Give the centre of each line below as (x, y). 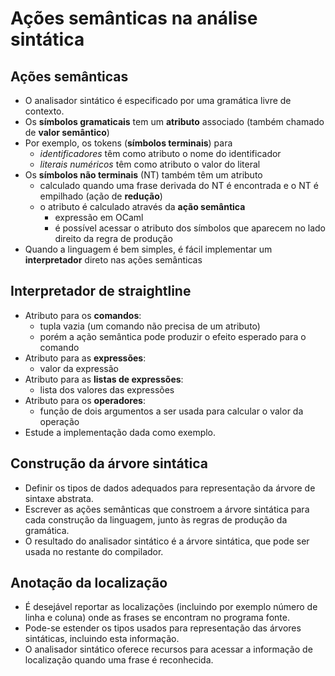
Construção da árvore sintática (109, 463)
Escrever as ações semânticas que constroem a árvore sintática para (167, 509)
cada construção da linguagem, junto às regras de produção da (156, 519)
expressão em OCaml (99, 217)
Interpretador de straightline (101, 291)
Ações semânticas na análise (134, 18)
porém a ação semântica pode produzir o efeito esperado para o (173, 336)
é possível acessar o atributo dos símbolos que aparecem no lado (190, 228)
